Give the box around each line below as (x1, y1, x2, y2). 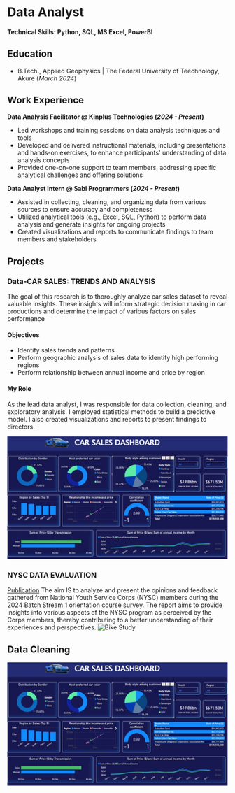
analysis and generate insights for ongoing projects (17, 220, 166, 229)
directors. (7, 422, 35, 431)
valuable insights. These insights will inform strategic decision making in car (7, 300, 227, 308)
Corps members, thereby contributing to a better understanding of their (7, 616, 213, 624)
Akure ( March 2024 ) (17, 74, 77, 83)
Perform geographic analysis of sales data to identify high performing (17, 354, 219, 362)
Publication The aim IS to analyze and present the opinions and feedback (7, 586, 218, 594)
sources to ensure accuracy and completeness (17, 206, 153, 214)
